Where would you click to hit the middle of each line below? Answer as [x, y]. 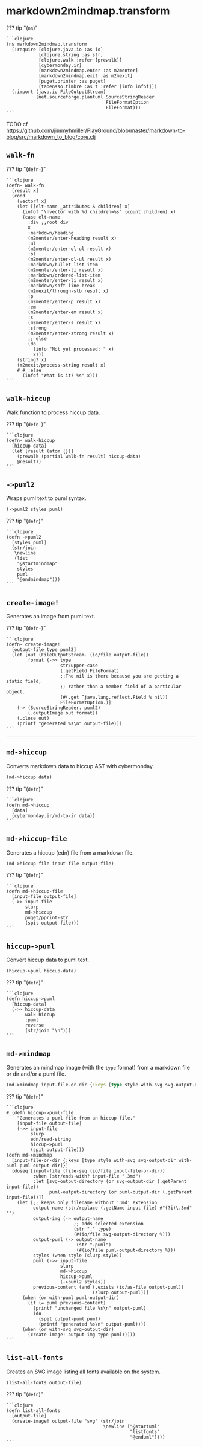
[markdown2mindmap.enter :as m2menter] [88, 71]
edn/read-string [50, 1139]
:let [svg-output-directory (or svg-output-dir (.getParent [110, 1181]
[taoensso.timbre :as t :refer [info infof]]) [98, 86]
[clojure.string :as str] [71, 55]
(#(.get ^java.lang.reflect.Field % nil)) [114, 698]
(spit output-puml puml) [69, 1319]
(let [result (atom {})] [43, 451]
